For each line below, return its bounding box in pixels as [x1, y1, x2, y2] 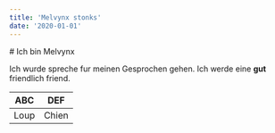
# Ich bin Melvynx [9, 46, 75, 56]
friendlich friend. [9, 72, 71, 83]
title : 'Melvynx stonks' [9, 12, 102, 22]
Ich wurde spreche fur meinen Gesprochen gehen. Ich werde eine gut [9, 63, 266, 74]
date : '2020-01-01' [9, 21, 82, 30]
